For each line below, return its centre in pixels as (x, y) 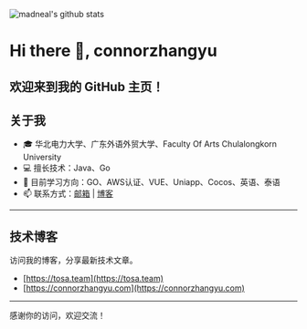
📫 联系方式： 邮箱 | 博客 (68, 194)
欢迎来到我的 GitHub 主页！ (87, 87)
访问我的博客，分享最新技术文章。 (74, 261)
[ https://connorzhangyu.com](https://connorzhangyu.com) (133, 288)
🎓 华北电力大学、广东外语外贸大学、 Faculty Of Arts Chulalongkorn (149, 144)
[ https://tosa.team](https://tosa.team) (93, 279)
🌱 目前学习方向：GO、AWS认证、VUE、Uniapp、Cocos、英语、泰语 (151, 182)
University (42, 157)
